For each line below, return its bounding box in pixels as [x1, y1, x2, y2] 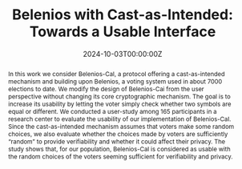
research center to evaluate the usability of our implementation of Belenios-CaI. [7, 115, 232, 123]
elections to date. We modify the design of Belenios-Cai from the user [7, 84, 204, 93]
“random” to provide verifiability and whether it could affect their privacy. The [7, 137, 226, 146]
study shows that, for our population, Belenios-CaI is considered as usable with [7, 144, 231, 153]
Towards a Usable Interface [29, 22, 216, 41]
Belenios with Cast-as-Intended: [11, 6, 234, 24]
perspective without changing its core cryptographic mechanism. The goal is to [7, 92, 231, 101]
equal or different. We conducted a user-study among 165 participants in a [7, 107, 218, 115]
